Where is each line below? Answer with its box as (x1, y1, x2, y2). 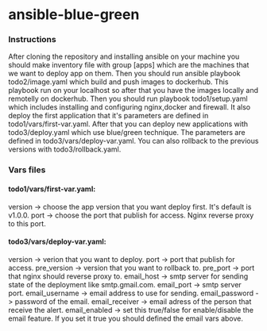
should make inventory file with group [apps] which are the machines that (8, 60, 250, 70)
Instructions (8, 34, 57, 45)
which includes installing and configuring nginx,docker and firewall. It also (8, 102, 251, 112)
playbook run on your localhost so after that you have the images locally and (8, 86, 258, 95)
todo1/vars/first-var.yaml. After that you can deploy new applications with (8, 119, 249, 129)
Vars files (8, 164, 46, 175)
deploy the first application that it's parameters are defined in (8, 111, 209, 121)
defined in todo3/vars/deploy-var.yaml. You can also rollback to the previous (8, 137, 259, 146)
